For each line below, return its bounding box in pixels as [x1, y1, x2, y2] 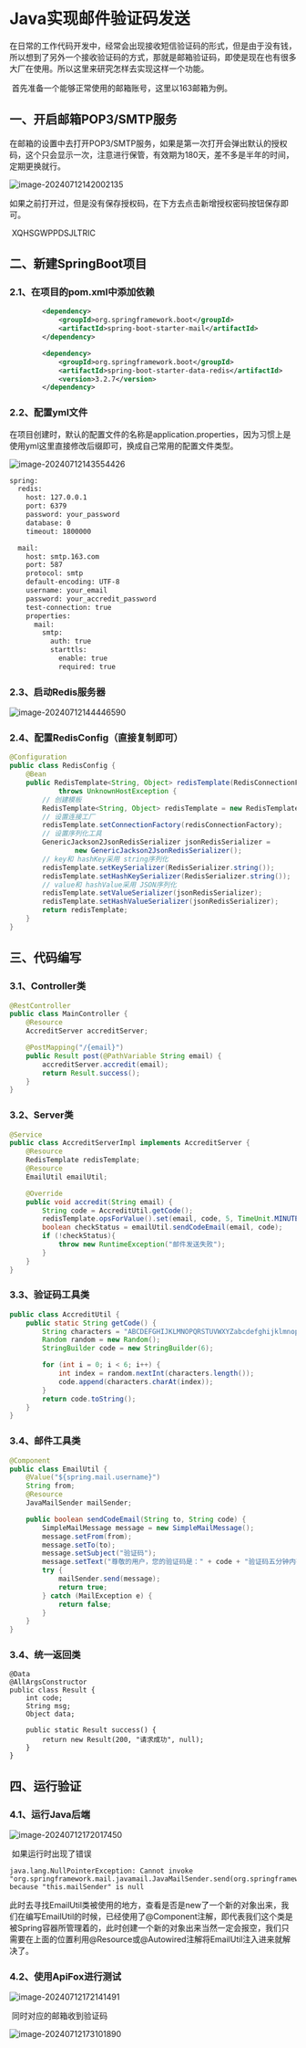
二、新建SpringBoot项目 [9, 257, 148, 272]
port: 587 [25, 561, 64, 570]
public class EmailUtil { [9, 1465, 107, 1474]
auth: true [49, 636, 92, 646]
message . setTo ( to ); [42, 1540, 117, 1549]
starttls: [49, 646, 88, 655]
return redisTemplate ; [42, 906, 128, 915]
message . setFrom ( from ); [42, 1531, 132, 1541]
